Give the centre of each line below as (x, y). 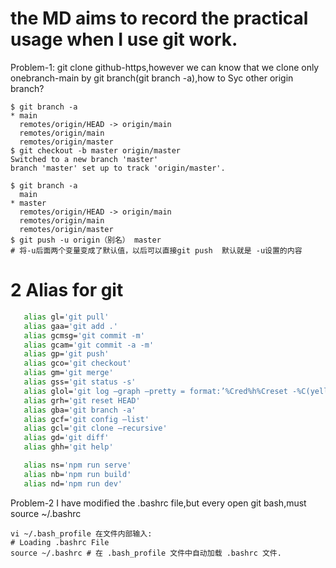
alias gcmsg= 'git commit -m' (84, 335)
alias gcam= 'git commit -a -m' (89, 345)
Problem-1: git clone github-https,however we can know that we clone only (165, 67)
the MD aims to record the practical (159, 18)
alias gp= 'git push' (66, 354)
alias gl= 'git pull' (66, 317)
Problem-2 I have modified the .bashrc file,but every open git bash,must (158, 503)
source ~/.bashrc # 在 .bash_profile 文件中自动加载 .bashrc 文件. (146, 553)
